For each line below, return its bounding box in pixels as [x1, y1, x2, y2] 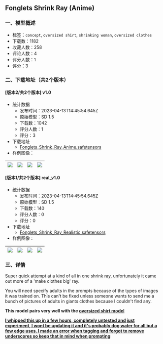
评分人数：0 [19, 212, 44, 217]
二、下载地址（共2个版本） [5, 76, 69, 83]
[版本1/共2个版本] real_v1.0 [5, 175, 60, 181]
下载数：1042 [19, 120, 47, 126]
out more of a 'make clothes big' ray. [5, 278, 80, 284]
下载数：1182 [12, 38, 39, 44]
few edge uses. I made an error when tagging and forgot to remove [5, 328, 144, 334]
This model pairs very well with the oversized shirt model [5, 308, 125, 314]
